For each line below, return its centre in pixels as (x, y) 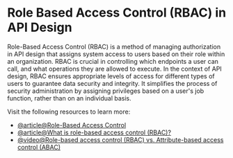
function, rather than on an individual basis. (69, 98)
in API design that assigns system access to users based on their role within (116, 54)
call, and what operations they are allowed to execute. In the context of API (115, 69)
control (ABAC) (39, 147)
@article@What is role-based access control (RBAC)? (94, 132)
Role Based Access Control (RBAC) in (117, 13)
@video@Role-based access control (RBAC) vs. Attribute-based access (120, 139)
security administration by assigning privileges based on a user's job (106, 91)
